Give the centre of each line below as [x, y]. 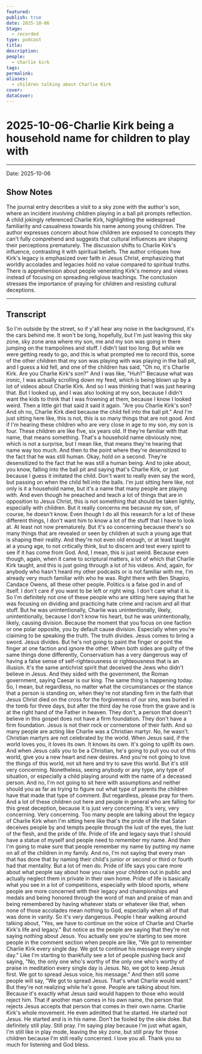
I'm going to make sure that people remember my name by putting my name [100, 846]
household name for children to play [98, 138]
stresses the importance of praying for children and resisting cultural [91, 283]
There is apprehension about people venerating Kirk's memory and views [97, 271]
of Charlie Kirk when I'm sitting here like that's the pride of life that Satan [96, 821]
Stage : [14, 29]
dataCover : [20, 96]
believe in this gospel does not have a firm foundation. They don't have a [96, 719]
